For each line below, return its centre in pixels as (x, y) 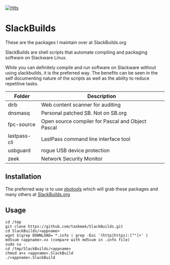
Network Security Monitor (72, 158)
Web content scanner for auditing (81, 105)
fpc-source (22, 124)
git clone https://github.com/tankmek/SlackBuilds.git (64, 226)
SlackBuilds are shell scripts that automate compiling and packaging (76, 52)
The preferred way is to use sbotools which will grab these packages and (82, 189)
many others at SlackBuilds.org (38, 194)
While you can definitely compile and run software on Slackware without (81, 67)
